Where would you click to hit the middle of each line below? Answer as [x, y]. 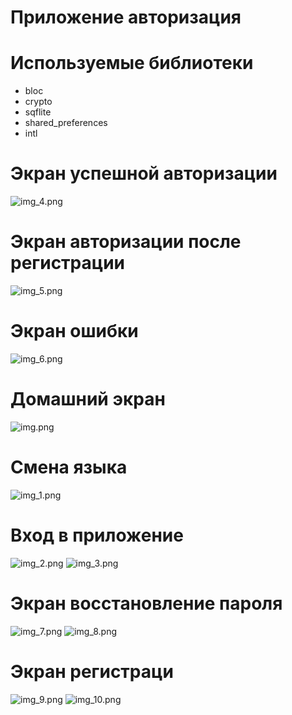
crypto [38, 102]
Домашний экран [88, 399]
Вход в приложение [97, 535]
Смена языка [69, 467]
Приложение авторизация [126, 17]
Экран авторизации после [126, 242]
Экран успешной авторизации [144, 173]
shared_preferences [66, 123]
